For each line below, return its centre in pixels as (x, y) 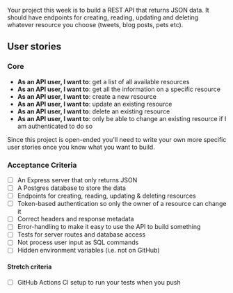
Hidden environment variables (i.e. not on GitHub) (88, 251)
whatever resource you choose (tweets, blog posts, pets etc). (95, 25)
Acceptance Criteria (42, 165)
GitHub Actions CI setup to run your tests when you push (99, 282)
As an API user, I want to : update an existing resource (95, 104)
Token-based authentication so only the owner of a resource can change (122, 204)
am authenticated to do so (55, 126)
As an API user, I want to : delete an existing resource (94, 111)
